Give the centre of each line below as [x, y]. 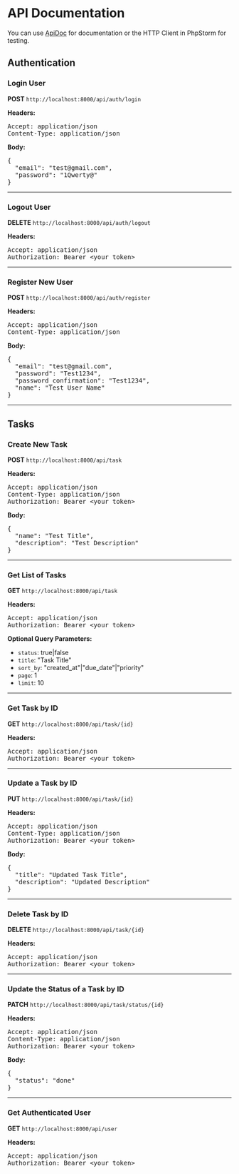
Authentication [42, 63]
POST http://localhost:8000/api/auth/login [74, 98]
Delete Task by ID [38, 914]
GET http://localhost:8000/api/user [63, 1128]
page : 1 [27, 675]
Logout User [29, 207]
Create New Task [37, 444]
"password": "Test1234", [58, 374]
